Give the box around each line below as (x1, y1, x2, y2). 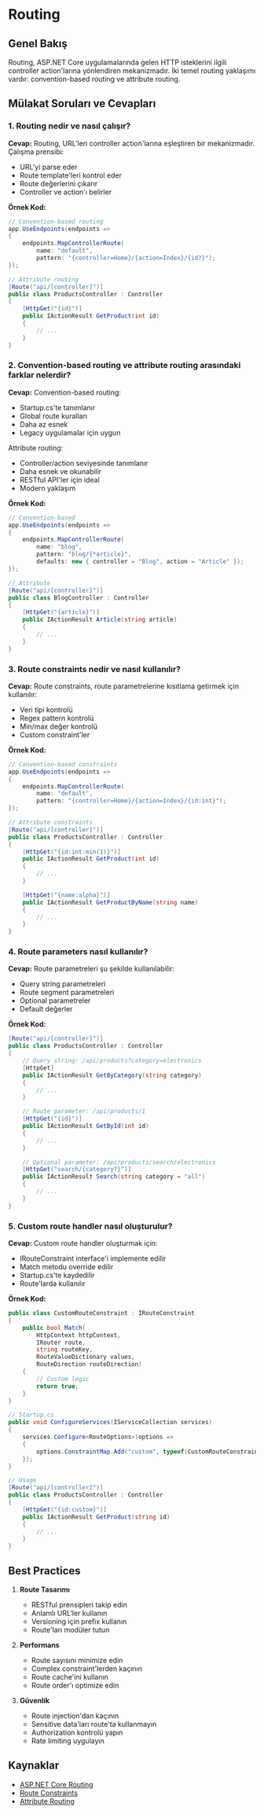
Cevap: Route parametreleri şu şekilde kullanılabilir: (8, 964, 175, 974)
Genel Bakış (8, 37, 68, 50)
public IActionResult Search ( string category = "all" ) (22, 1173, 206, 1181)
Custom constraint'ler (19, 729, 90, 740)
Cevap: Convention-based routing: (8, 387, 122, 397)
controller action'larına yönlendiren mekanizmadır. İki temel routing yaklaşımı (8, 66, 256, 75)
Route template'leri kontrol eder (19, 171, 122, 180)
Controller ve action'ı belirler (19, 187, 112, 196)
